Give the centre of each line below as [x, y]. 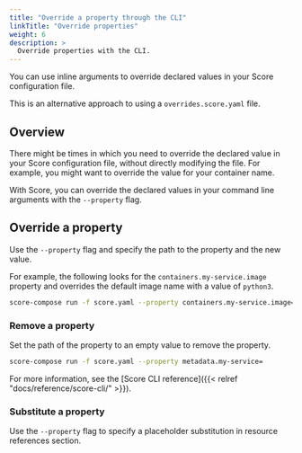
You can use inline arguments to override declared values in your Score [142, 76]
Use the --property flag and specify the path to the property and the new [145, 249]
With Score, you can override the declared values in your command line [142, 190]
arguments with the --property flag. [75, 200]
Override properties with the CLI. [84, 51]
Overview [37, 132]
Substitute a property [57, 412]
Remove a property [52, 325]
